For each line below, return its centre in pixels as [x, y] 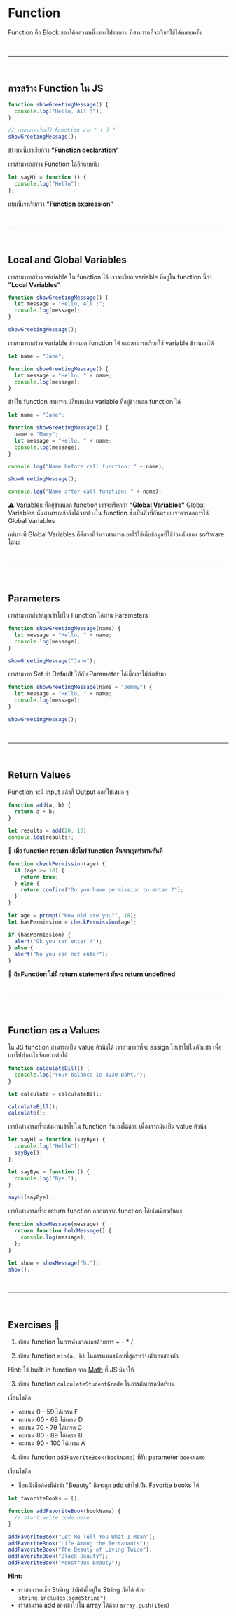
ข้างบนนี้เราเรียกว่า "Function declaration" [64, 150]
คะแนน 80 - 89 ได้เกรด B [50, 1435]
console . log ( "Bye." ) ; [46, 1178]
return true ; [40, 877]
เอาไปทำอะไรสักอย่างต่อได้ [38, 1055]
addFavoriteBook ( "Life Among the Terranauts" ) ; [79, 1543]
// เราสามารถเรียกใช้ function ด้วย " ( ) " [62, 130]
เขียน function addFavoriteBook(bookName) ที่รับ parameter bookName [112, 1457]
